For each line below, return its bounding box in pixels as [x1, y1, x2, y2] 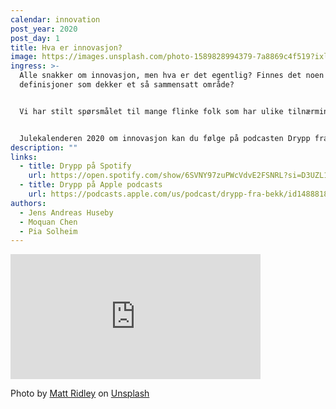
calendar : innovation [10, 14, 101, 25]
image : [10, 52, 38, 62]
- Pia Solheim [19, 226, 78, 236]
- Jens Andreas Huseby [19, 207, 114, 218]
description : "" [10, 142, 78, 153]
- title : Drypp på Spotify [19, 161, 132, 171]
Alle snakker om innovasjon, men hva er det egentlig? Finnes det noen [19, 71, 325, 81]
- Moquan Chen [19, 217, 78, 227]
